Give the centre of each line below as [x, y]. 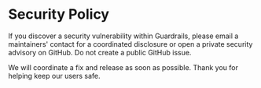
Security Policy [59, 14]
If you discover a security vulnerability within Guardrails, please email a [123, 36]
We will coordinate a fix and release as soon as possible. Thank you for [123, 67]
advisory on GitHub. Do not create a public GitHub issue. [100, 52]
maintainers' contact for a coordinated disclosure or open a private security [130, 44]
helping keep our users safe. [54, 76]
